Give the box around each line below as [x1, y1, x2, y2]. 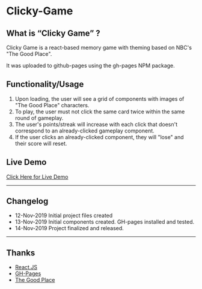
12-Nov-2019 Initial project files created [14, 212, 113, 219]
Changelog [6, 196, 49, 206]
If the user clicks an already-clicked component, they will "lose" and [14, 133, 185, 140]
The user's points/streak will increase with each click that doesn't [14, 121, 178, 128]
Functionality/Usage [6, 79, 84, 89]
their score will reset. [14, 140, 67, 147]
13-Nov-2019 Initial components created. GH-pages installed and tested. [14, 218, 195, 225]
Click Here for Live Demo [6, 173, 69, 180]
